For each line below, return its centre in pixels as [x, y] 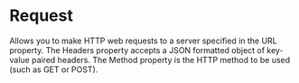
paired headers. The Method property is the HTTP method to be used [161, 60]
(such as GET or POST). [54, 69]
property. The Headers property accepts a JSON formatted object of [137, 50]
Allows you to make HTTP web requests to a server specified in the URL [143, 41]
